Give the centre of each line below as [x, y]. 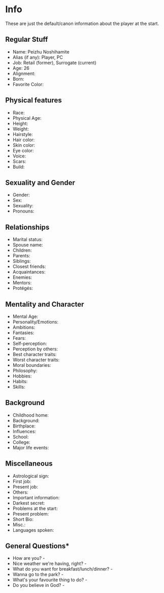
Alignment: [24, 73]
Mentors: [22, 283]
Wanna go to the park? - [38, 575]
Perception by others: [35, 349]
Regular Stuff [27, 39]
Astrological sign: [31, 476]
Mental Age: [25, 316]
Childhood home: [31, 415]
